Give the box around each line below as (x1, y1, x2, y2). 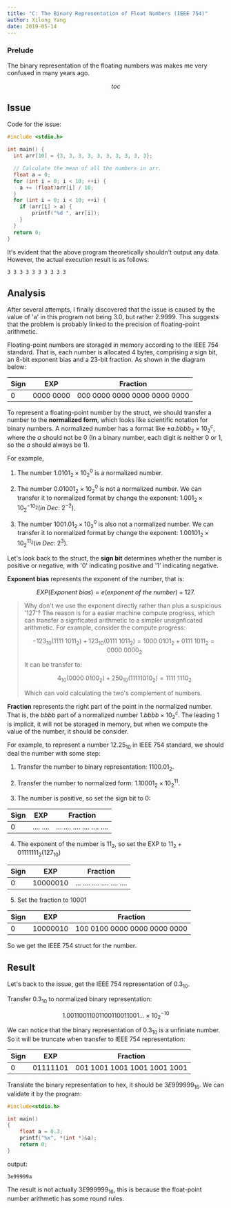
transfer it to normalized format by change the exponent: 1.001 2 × (17, 494, 203, 503)
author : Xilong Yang (7, 17, 67, 23)
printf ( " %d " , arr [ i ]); (32, 210, 100, 217)
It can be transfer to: (23, 661, 83, 669)
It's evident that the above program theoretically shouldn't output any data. (7, 248, 220, 256)
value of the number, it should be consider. (7, 727, 129, 735)
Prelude (7, 46, 34, 55)
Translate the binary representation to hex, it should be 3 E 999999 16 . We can (7, 1080, 224, 1090)
